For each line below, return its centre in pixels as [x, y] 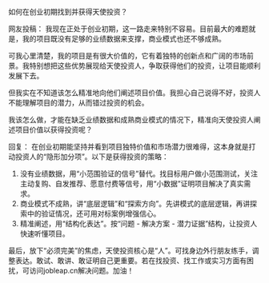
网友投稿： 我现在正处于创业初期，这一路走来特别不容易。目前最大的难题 [128, 29]
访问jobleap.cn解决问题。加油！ [82, 271]
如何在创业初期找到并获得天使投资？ [68, 12]
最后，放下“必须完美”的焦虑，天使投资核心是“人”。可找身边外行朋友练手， [130, 251]
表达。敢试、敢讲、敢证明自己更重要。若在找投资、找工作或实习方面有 [130, 261]
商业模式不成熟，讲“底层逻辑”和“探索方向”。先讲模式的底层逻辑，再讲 [135, 203]
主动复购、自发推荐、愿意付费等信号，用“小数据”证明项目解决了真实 [132, 183]
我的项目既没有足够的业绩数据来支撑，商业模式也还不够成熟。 [124, 39]
